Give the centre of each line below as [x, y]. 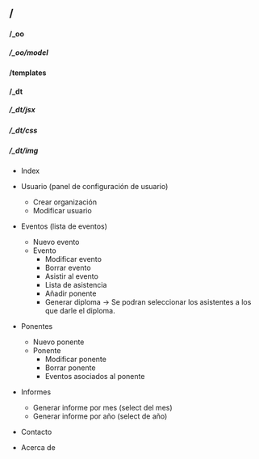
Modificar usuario [62, 211]
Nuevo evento [56, 242]
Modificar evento [73, 259]
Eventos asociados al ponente [95, 377]
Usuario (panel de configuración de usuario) [94, 187]
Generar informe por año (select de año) [100, 416]
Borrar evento [68, 268]
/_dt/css [23, 130]
